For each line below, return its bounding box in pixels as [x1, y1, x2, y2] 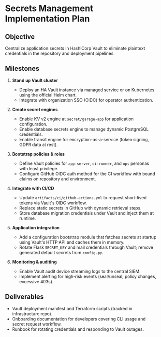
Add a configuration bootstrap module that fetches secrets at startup [19, 234, 157, 240]
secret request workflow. [12, 321, 62, 327]
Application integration [12, 225, 60, 230]
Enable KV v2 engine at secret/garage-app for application [19, 116, 134, 122]
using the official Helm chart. [19, 92, 77, 97]
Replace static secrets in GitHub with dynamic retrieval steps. [19, 205, 142, 211]
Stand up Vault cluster [12, 77, 58, 83]
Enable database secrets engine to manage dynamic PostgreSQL [19, 126, 149, 132]
